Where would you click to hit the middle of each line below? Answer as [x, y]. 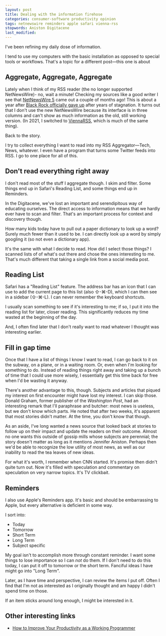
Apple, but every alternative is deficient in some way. [59, 505]
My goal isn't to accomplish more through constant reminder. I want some [80, 555]
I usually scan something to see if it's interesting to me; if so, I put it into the [82, 307]
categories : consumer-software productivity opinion [61, 19]
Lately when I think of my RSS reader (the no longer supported [69, 89]
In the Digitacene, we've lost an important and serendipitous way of [74, 203]
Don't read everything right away [57, 171]
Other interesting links [40, 616]
